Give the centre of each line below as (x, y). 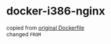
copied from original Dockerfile (45, 28)
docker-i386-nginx (56, 11)
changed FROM (24, 34)
